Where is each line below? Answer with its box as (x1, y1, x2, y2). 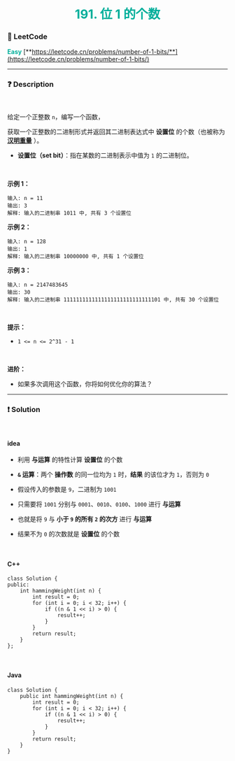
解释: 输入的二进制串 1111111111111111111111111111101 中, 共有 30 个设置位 (7, 296, 219, 303)
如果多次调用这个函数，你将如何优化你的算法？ (17, 379, 152, 388)
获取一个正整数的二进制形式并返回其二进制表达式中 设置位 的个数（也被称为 (7, 127, 225, 136)
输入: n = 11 (7, 194, 43, 201)
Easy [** (7, 48, 32, 56)
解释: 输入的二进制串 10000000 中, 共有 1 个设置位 (7, 253, 144, 259)
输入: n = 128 (7, 238, 47, 245)
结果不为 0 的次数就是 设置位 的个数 (17, 529, 120, 539)
